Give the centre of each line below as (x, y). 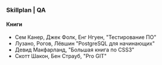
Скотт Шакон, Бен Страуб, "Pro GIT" (61, 56)
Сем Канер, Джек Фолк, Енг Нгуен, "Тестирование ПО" (85, 37)
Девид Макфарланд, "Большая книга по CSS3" (74, 50)
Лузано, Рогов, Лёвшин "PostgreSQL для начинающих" (85, 44)
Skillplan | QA (26, 10)
